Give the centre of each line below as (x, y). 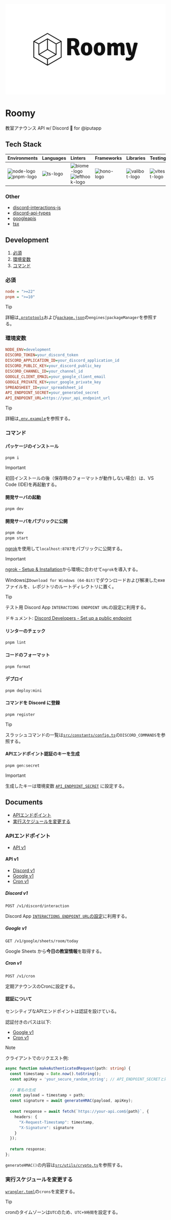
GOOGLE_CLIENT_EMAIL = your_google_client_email (55, 377)
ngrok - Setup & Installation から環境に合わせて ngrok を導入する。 (73, 569)
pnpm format (18, 667)
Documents (24, 802)
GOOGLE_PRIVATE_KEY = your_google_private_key (53, 382)
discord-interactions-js (37, 208)
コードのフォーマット (27, 654)
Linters (78, 158)
